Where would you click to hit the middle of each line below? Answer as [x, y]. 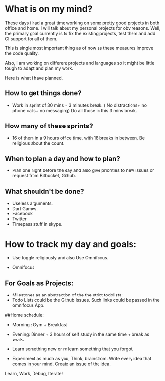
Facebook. [23, 214]
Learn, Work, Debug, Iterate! [34, 373]
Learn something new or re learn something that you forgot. [73, 349]
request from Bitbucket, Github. [44, 176]
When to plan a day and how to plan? [63, 158]
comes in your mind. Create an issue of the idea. [61, 364]
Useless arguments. [33, 203]
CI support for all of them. [31, 39]
